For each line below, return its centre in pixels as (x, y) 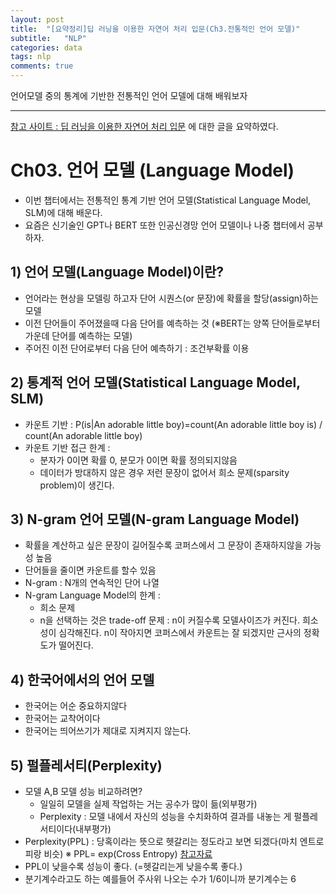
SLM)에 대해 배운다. (63, 212)
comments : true (42, 66)
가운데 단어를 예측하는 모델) (78, 335)
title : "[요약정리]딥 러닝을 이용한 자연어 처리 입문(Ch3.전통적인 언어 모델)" (155, 29)
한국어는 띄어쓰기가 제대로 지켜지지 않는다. (108, 731)
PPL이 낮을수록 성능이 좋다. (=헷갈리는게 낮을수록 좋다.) (133, 866)
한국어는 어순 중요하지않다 (76, 706)
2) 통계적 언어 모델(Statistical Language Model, (155, 382)
